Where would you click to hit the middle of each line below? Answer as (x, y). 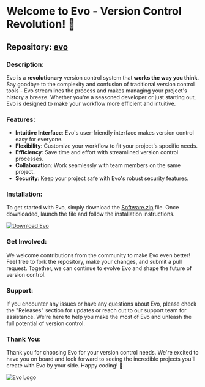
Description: (25, 64)
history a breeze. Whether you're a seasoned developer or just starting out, (101, 97)
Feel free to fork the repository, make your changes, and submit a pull (94, 261)
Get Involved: (27, 242)
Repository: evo (37, 47)
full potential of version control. (46, 323)
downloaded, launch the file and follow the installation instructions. (91, 214)
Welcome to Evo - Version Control (94, 11)
